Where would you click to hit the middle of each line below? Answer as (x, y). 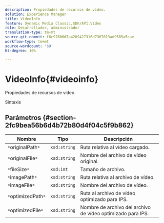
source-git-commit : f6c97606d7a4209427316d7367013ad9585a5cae (70, 37)
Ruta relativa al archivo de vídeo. (118, 177)
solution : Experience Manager (36, 14)
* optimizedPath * (27, 197)
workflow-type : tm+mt (27, 42)
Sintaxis (13, 102)
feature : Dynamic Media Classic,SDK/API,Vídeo (53, 23)
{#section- (60, 117)
